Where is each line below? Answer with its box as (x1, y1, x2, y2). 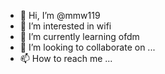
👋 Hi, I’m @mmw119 (19, 10, 101, 21)
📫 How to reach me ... (19, 53, 113, 64)
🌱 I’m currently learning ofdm (19, 31, 140, 42)
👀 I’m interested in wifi (19, 20, 112, 32)
